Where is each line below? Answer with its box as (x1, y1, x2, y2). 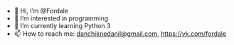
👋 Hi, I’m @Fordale (14, 7, 69, 15)
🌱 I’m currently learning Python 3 (14, 22, 111, 30)
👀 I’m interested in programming (14, 14, 109, 22)
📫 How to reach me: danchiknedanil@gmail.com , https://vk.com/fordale (14, 30, 227, 38)
